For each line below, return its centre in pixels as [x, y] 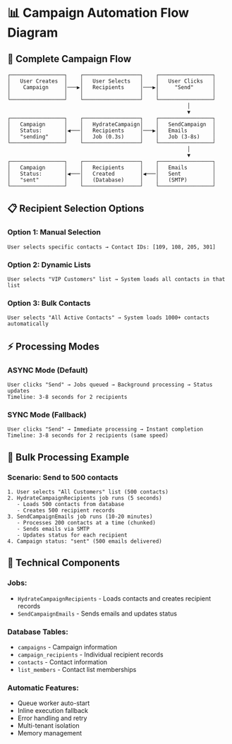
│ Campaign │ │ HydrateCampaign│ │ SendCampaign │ [112, 124]
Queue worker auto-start [54, 703]
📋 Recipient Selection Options [76, 209]
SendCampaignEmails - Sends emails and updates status [97, 613]
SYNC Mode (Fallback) [47, 414]
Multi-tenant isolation [48, 726]
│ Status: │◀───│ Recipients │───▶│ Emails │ [112, 131]
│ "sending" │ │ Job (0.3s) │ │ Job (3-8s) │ [112, 137]
